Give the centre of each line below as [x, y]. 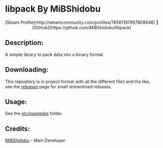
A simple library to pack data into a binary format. [55, 54]
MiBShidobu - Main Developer [35, 140]
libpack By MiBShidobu [53, 9]
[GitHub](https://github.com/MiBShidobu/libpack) [82, 27]
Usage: [16, 102]
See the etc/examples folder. [34, 114]
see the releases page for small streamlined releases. [58, 86]
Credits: [18, 129]
